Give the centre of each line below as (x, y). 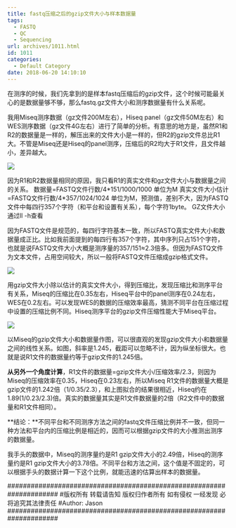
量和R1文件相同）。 (34, 407)
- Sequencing (33, 40)
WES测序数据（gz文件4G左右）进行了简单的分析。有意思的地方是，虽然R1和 (118, 126)
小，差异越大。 (29, 152)
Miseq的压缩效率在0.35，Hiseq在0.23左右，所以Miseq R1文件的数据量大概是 (118, 381)
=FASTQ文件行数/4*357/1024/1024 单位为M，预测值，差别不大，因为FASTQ (118, 198)
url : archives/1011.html (44, 46)
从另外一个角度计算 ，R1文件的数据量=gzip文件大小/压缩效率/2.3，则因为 (112, 371)
